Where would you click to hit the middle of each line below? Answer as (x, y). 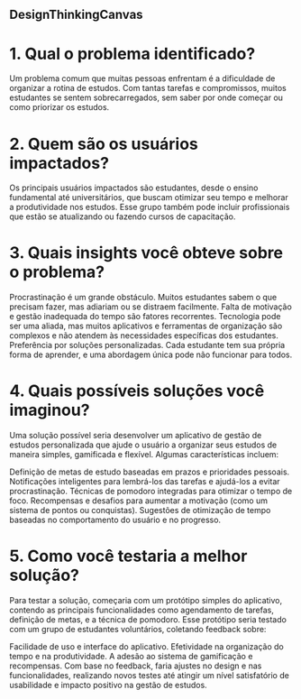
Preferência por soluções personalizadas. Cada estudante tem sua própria (147, 345)
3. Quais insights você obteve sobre (146, 253)
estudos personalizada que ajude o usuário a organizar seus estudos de (143, 445)
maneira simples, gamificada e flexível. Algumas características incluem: (144, 455)
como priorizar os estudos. (59, 107)
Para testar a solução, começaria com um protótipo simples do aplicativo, (146, 601)
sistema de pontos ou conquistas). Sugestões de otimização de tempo (140, 510)
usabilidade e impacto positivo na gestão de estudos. (108, 685)
